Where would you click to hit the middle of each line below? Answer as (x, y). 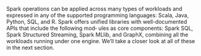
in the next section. (30, 47)
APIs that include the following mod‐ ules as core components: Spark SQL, (100, 28)
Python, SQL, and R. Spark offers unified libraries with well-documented (97, 22)
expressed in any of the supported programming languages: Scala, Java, (97, 15)
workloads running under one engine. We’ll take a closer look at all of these (101, 41)
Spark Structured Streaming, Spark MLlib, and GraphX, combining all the (97, 35)
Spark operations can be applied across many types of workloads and (94, 9)
